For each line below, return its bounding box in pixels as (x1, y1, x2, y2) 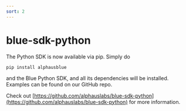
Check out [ (6, 92, 35, 99)
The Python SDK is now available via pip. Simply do (6, 53, 130, 60)
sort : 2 (6, 8, 25, 15)
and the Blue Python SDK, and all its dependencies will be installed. (6, 74, 169, 82)
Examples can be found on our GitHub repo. (6, 81, 113, 88)
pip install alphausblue (6, 64, 67, 70)
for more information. (128, 98, 181, 105)
